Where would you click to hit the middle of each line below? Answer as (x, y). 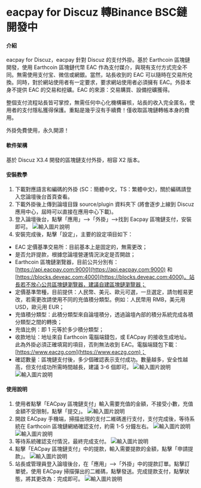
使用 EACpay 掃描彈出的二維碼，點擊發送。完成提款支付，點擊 (107, 471)
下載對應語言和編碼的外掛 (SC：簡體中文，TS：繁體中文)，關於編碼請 (100, 189)
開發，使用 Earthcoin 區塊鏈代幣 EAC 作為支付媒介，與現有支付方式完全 (94, 67)
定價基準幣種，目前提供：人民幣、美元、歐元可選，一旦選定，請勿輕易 (101, 292)
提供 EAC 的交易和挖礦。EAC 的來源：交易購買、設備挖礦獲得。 (95, 90)
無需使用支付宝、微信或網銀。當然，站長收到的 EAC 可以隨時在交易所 (102, 75)
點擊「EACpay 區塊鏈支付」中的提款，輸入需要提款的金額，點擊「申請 (101, 449)
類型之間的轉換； (41, 322)
